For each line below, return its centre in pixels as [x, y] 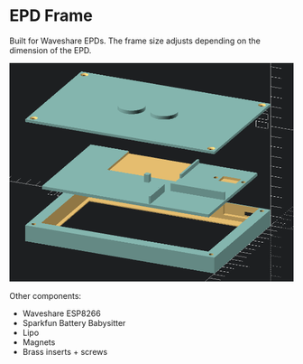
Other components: [46, 295]
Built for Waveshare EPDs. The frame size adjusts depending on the [135, 41]
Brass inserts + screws [65, 351]
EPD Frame [51, 16]
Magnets [39, 342]
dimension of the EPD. [50, 50]
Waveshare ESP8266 [61, 313]
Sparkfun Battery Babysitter [74, 322]
